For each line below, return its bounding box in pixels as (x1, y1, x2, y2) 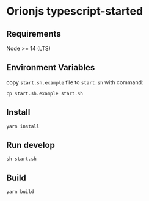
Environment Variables (6, 62, 95, 73)
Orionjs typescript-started (6, 4, 144, 18)
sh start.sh (6, 156, 37, 163)
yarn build (6, 189, 34, 195)
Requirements (6, 29, 61, 39)
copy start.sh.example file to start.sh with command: (6, 78, 144, 86)
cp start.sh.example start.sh (6, 90, 84, 97)
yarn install (6, 123, 40, 130)
